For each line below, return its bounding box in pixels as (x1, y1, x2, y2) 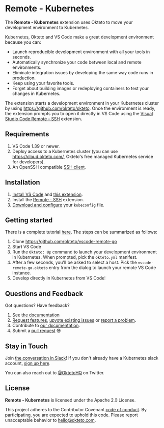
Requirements (5, 130, 49, 138)
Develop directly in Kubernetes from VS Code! (12, 275, 106, 281)
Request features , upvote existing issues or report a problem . (12, 317, 137, 323)
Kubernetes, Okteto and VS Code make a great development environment (5, 34, 154, 40)
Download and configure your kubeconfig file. (12, 202, 105, 208)
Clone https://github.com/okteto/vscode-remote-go (12, 239, 117, 245)
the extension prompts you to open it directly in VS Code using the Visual (5, 110, 153, 116)
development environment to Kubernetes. (5, 24, 89, 30)
